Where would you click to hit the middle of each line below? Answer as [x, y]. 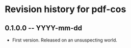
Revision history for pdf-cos [65, 9]
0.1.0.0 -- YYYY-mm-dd [44, 28]
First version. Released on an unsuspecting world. [65, 40]
